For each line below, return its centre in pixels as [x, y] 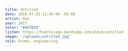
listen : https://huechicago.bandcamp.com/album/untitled [64, 32]
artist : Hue [17, 18]
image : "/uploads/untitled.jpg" [38, 37]
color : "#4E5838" [23, 28]
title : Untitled [21, 9]
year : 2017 [16, 23]
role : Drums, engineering [31, 41]
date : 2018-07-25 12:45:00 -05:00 [40, 14]
